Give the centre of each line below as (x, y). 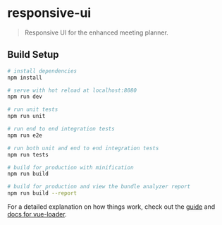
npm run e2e (25, 135)
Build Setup (33, 55)
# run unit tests (33, 110)
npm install (25, 78)
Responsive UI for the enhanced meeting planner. (97, 32)
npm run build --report (42, 193)
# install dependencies (42, 71)
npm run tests (28, 154)
